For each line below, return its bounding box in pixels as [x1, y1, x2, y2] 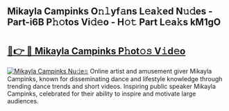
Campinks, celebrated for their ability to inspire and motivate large [7, 89, 196, 98]
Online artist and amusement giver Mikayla [90, 67, 212, 75]
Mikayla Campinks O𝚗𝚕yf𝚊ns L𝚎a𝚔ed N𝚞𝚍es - [7, 6, 213, 17]
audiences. [7, 97, 40, 105]
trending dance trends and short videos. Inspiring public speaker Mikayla [7, 83, 217, 90]
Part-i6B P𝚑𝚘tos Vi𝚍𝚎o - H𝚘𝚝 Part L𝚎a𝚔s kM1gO [7, 17, 221, 28]
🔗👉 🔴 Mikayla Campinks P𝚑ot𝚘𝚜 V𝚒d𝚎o [7, 45, 186, 57]
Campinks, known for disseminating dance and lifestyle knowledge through [7, 75, 223, 83]
